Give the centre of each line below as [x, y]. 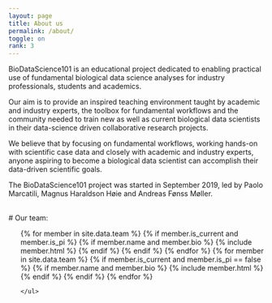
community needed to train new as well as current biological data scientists [134, 119]
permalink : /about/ [41, 31]
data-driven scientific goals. [56, 169]
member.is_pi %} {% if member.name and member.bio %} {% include [136, 242]
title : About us [36, 23]
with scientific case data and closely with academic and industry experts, [131, 152]
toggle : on [27, 38]
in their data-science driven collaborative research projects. [108, 128]
